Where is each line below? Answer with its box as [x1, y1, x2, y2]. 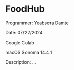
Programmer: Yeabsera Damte [5, 20, 69, 26]
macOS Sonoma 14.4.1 [5, 49, 52, 55]
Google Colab [5, 39, 34, 46]
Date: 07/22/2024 [5, 29, 43, 36]
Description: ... [5, 59, 36, 65]
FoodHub [5, 3, 45, 15]
